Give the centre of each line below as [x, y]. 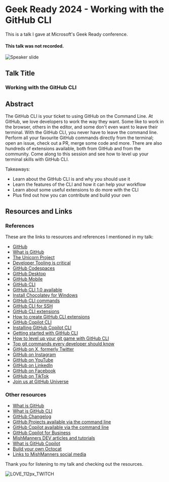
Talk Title [20, 73]
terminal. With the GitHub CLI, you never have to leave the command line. [82, 133]
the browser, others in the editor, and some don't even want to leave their [82, 127]
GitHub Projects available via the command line [62, 422]
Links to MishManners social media [49, 454]
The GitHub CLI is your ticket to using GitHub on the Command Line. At [79, 116]
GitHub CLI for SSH [33, 306]
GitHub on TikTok [31, 376]
